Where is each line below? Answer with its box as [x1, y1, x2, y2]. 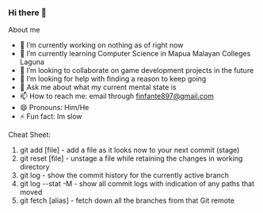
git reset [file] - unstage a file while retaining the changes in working [19, 154, 243, 163]
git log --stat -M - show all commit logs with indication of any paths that [19, 179, 255, 188]
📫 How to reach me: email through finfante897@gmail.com [19, 91, 214, 101]
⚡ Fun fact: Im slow [19, 112, 82, 121]
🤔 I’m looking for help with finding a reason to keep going [19, 74, 207, 84]
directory [19, 162, 50, 172]
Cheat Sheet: [8, 130, 51, 139]
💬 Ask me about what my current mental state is [19, 82, 177, 92]
